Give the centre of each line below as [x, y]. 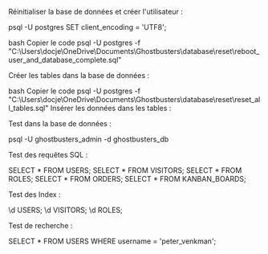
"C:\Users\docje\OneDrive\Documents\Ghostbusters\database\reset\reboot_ [134, 51]
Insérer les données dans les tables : [111, 108]
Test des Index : [35, 195]
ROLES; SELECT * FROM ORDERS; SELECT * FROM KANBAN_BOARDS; [127, 179]
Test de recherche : [41, 225]
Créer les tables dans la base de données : [79, 75]
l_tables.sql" [28, 108]
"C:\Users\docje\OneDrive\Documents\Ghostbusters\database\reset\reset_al [134, 99]
